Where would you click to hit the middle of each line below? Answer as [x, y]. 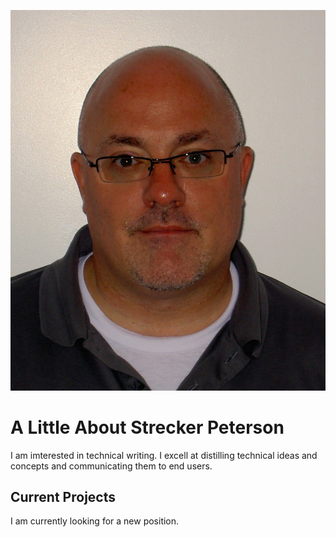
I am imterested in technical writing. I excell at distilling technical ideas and [164, 455]
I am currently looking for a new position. [95, 521]
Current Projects [63, 496]
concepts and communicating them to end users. [111, 466]
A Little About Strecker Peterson [147, 427]
